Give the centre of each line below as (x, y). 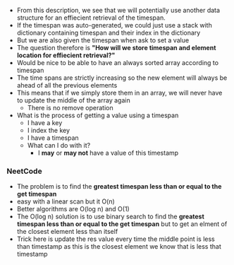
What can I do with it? (59, 145)
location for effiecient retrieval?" (66, 55)
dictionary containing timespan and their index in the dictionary (109, 33)
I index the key (49, 130)
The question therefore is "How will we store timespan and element (116, 48)
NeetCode (25, 171)
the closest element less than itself (67, 232)
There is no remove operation (70, 108)
